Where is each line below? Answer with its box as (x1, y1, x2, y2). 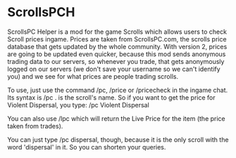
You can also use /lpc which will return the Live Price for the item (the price (7, 114, 225, 123)
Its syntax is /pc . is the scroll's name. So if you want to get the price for (7, 93, 216, 102)
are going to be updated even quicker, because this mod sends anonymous (7, 50, 226, 58)
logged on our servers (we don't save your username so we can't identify (7, 65, 221, 73)
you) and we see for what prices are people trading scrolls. (7, 72, 178, 81)
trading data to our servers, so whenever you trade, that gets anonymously (7, 57, 225, 65)
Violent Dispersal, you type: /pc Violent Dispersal (7, 100, 149, 109)
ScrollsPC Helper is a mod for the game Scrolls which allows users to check (7, 27, 228, 36)
